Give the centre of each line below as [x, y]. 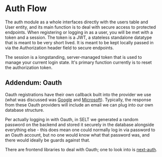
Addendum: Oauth [33, 83]
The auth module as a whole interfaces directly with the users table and [77, 22]
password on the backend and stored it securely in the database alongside [80, 124]
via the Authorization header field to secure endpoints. [59, 48]
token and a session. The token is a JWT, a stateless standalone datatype [78, 37]
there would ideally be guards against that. [48, 140]
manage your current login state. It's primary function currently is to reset [78, 62]
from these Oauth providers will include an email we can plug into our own [79, 105]
